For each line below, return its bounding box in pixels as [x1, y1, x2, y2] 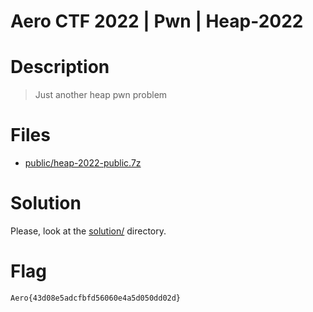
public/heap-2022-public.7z [24, 157, 142, 169]
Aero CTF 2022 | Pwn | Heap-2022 [10, 10, 304, 33]
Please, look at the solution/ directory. [10, 225, 167, 237]
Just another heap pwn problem [34, 89, 168, 101]
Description [10, 56, 110, 79]
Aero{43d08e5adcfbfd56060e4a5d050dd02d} [10, 293, 182, 303]
